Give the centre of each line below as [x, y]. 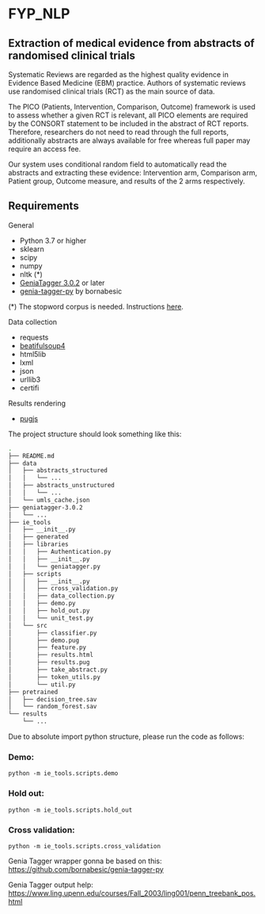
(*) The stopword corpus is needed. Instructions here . [96, 306]
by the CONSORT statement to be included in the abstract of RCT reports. [129, 123]
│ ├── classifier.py [53, 633]
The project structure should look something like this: [95, 434]
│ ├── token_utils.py [55, 677]
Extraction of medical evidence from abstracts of [131, 43]
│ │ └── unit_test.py [51, 618]
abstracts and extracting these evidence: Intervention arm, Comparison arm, [133, 173]
